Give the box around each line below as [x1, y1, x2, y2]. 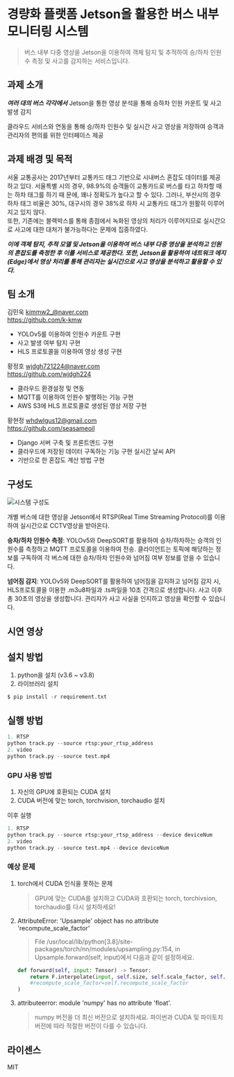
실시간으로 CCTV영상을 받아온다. [19, 522, 110, 530]
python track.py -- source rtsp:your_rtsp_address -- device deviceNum [7, 831, 213, 838]
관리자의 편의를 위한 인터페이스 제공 [7, 131, 104, 139]
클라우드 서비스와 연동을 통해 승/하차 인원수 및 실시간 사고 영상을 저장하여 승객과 [7, 122, 224, 131]
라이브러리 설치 [17, 680, 59, 688]
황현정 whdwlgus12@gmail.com [7, 416, 97, 425]
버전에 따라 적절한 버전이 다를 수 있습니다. [34, 1022, 148, 1030]
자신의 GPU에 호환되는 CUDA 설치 [17, 787, 111, 796]
